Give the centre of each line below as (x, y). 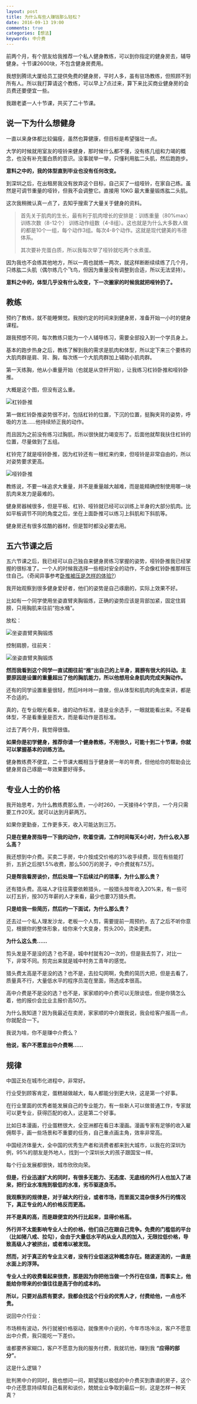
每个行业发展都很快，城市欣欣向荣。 (50, 1165)
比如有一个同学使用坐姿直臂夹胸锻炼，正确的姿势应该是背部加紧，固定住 (93, 601)
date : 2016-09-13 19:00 (35, 22)
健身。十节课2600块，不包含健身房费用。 (56, 63)
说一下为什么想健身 (41, 123)
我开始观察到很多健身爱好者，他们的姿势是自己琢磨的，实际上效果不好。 (93, 588)
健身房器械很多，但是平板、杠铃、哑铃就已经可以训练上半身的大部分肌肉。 (96, 506)
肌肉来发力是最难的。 (32, 494)
